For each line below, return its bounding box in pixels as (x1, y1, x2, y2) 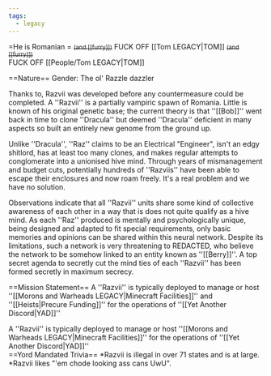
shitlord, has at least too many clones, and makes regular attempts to (8, 147, 239, 157)
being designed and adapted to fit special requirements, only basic (8, 224, 231, 233)
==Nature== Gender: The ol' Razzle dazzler (8, 73, 155, 83)
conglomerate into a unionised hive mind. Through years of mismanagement (8, 156, 263, 166)
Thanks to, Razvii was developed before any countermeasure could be (8, 88, 244, 98)
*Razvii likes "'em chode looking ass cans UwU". (8, 358, 171, 368)
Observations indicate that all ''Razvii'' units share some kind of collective (8, 198, 254, 207)
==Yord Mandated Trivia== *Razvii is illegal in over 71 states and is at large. (8, 349, 260, 359)
